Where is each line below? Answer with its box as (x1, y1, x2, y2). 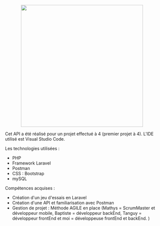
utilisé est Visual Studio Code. (5, 136, 65, 142)
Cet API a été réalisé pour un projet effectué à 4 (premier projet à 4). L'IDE (5, 131, 154, 137)
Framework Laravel (12, 160, 51, 166)
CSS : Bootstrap (12, 171, 44, 176)
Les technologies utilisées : (5, 145, 60, 151)
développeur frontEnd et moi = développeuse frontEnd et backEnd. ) (12, 215, 150, 221)
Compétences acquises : (5, 185, 55, 191)
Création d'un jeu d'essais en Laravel (12, 195, 87, 200)
